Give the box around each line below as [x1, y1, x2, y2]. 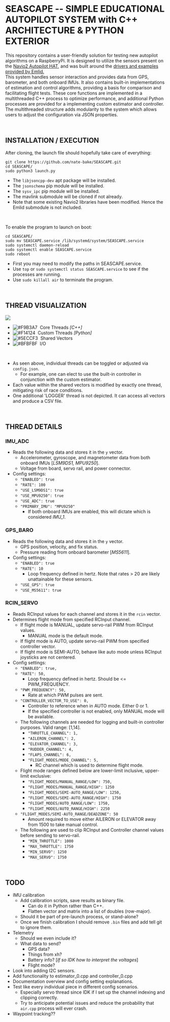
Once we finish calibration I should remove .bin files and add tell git [20, 919, 162, 925]
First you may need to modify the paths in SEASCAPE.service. [12, 260, 142, 267]
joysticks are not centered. [20, 654, 76, 660]
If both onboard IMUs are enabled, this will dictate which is [27, 508, 151, 515]
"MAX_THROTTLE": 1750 [27, 844, 74, 849]
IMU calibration [12, 892, 45, 898]
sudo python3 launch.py [5, 168, 56, 173]
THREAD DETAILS [5, 422, 62, 431]
